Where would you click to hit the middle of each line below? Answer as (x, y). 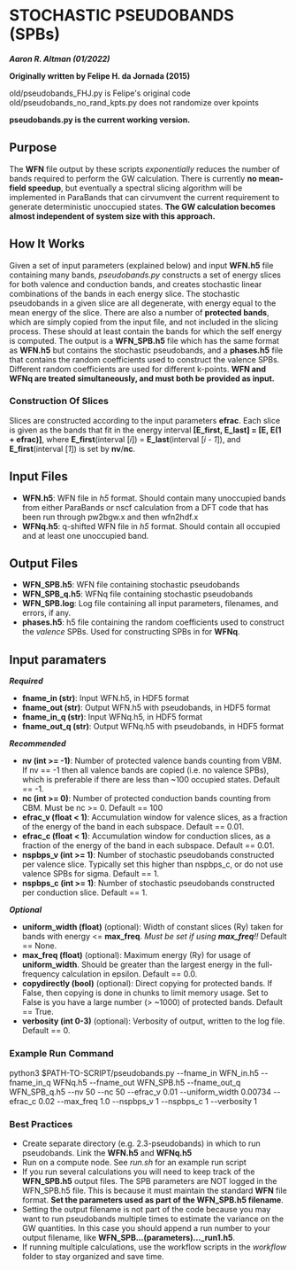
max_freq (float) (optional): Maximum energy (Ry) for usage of (137, 955)
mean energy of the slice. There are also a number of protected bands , (139, 312)
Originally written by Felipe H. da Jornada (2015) (100, 75)
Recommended (38, 744)
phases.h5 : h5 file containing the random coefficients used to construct (153, 622)
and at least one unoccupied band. (85, 535)
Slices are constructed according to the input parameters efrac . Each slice (145, 420)
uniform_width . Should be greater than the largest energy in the (139, 965)
